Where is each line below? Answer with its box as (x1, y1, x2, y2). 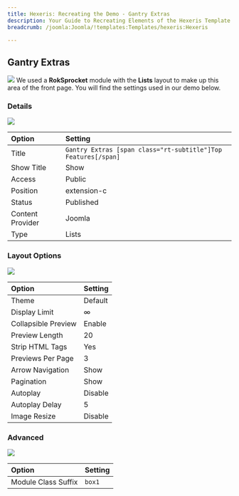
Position (11, 186, 38, 196)
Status (11, 197, 33, 207)
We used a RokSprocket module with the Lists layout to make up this (16, 76, 219, 85)
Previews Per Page (11, 353, 74, 363)
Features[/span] (65, 153, 121, 161)
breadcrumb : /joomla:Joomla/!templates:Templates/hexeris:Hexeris (7, 23, 208, 31)
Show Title (11, 163, 47, 173)
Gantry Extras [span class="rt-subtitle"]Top (65, 146, 223, 154)
